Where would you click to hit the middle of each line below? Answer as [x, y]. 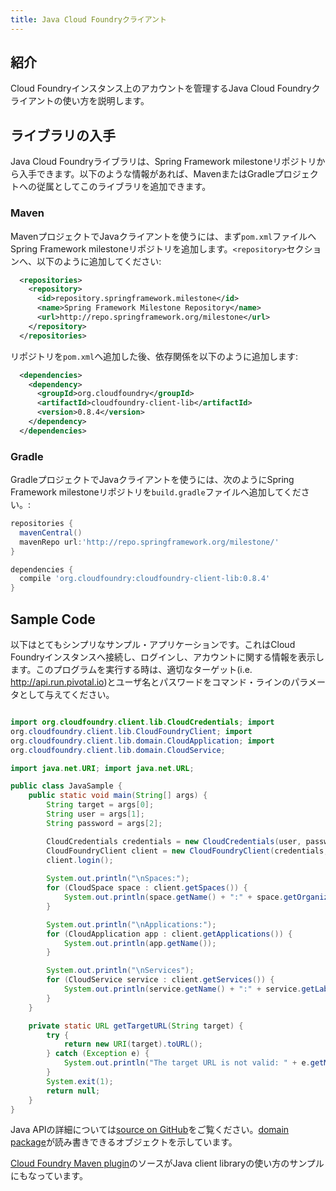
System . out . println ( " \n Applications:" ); [131, 924]
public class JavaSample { [66, 786]
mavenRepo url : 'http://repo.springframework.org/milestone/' [149, 542]
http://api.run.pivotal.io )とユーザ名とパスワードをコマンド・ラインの [151, 682]
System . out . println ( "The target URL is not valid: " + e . [187, 1063]
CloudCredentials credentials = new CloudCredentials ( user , [174, 841]
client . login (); [80, 860]
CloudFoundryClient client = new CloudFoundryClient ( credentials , [187, 851]
